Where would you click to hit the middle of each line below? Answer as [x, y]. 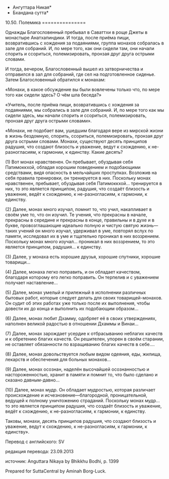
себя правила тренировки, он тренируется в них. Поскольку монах [78, 178]
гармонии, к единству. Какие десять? [82, 152]
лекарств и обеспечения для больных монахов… [58, 359]
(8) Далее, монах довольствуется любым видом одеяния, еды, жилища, [83, 354]
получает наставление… [32, 282]
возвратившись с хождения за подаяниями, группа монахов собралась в [84, 43]
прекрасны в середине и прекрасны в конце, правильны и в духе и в [80, 220]
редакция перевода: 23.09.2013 [40, 451]
